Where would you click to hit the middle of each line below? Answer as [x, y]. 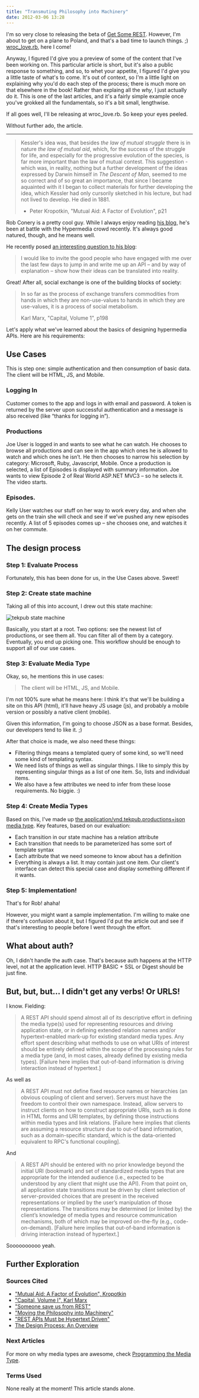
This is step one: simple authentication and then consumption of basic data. [99, 368]
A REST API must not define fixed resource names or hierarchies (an [104, 1091]
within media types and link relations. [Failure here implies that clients [105, 1122]
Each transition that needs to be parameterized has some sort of [93, 843]
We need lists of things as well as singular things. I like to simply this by [102, 766]
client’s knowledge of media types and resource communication [99, 1215]
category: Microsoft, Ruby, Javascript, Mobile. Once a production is [89, 463]
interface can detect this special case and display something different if [102, 869]
